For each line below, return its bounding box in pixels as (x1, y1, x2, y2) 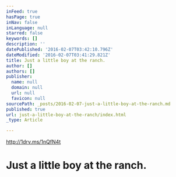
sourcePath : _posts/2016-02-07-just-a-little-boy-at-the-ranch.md (6, 100, 171, 107)
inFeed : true (6, 8, 38, 15)
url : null (11, 90, 35, 96)
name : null (11, 79, 38, 85)
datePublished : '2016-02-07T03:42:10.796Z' (6, 47, 114, 53)
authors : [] (6, 68, 35, 74)
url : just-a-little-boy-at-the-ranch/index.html (6, 112, 126, 117)
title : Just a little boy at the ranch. (6, 57, 106, 63)
